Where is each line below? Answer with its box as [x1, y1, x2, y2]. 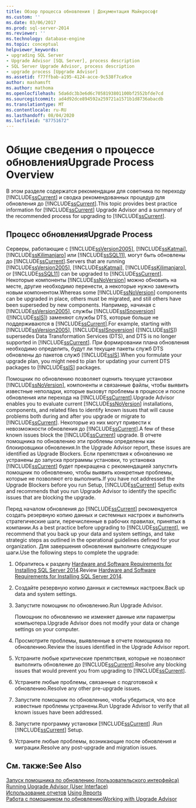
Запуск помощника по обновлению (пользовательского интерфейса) [6, 776, 180, 783]
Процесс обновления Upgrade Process [6, 230, 153, 240]
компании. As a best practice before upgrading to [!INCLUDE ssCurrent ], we [6, 524, 188, 531]
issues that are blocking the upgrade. [6, 494, 96, 501]
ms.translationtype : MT [6, 101, 64, 108]
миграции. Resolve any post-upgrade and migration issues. [14, 744, 158, 751]
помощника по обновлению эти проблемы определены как [6, 437, 156, 444]
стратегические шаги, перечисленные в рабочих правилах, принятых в [6, 518, 185, 525]
